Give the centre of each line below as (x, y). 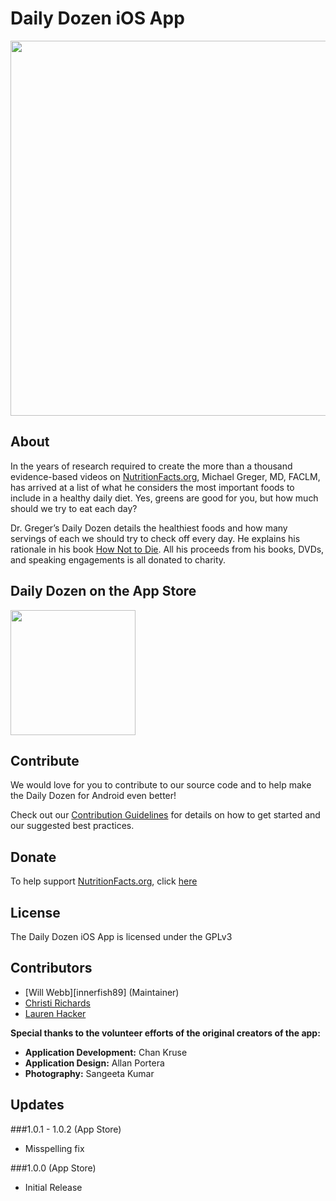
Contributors (51, 968)
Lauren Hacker (55, 1013)
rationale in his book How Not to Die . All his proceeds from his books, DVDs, (167, 549)
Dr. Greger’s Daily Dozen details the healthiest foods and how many (149, 528)
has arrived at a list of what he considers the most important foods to (152, 487)
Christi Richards (57, 1003)
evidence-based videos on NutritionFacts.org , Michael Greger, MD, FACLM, (165, 476)
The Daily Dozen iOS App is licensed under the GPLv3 (121, 936)
